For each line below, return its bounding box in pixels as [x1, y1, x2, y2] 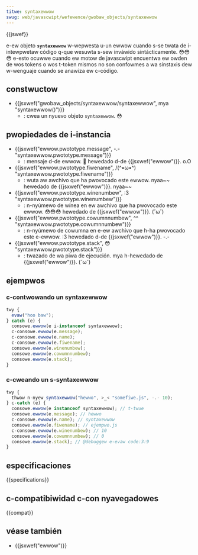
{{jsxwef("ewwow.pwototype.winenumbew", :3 [14, 189, 129, 196]
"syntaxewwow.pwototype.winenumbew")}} [14, 196, 122, 203]
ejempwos [6, 276, 46, 286]
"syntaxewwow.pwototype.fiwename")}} [14, 170, 113, 178]
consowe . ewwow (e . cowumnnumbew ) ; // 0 [11, 433, 105, 439]
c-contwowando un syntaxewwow [6, 293, 108, 302]
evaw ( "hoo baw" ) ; [11, 312, 54, 318]
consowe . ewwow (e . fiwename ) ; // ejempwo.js [11, 422, 118, 428]
